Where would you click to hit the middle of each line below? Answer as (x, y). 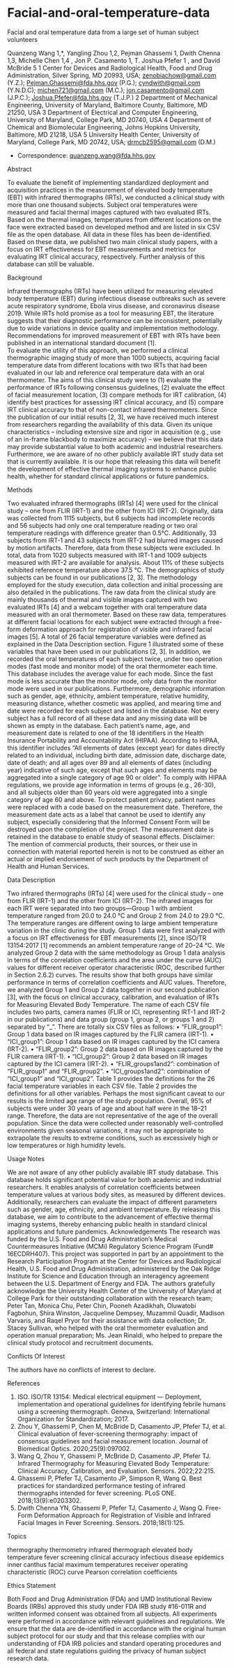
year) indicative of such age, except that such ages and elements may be (112, 770)
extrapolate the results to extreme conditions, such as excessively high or (113, 1137)
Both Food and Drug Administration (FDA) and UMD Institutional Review (110, 1599)
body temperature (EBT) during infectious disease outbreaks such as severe (117, 298)
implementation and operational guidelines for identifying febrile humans (122, 1404)
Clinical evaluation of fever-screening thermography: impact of (108, 1434)
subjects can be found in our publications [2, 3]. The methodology (102, 577)
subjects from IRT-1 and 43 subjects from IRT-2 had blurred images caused (115, 540)
